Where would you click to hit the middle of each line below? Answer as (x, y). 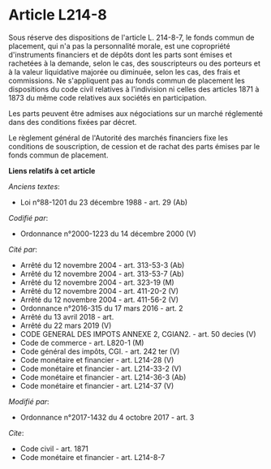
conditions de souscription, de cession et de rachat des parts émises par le (134, 146)
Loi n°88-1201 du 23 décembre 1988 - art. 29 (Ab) (104, 202)
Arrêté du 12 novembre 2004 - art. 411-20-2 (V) (99, 290)
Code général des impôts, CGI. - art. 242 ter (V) (100, 351)
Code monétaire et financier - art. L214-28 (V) (97, 359)
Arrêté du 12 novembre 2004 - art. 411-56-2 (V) (99, 299)
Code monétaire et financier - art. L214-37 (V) (97, 385)
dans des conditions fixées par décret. (73, 122)
